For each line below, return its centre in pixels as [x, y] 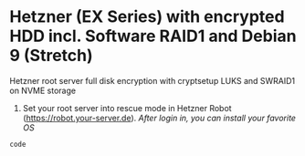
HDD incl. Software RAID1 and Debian [153, 36]
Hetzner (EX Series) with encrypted [147, 17]
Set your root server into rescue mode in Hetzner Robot [127, 108]
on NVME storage [42, 90]
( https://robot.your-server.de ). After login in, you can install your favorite [159, 118]
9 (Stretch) [51, 56]
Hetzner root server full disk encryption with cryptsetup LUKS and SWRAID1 [152, 80]
